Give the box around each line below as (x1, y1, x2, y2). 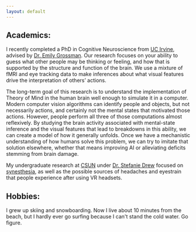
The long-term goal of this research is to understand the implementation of (6, 88, 187, 95)
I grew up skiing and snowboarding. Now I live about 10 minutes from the (6, 207, 182, 214)
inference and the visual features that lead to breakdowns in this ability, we (6, 125, 187, 132)
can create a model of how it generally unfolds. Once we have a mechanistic (6, 132, 191, 139)
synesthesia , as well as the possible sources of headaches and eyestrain (6, 168, 182, 175)
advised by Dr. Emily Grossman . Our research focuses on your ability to (6, 52, 178, 59)
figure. (6, 219, 22, 226)
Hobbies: (6, 191, 40, 201)
